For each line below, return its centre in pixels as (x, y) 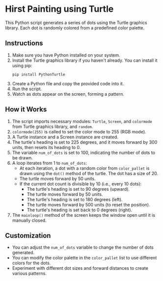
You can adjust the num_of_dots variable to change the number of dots (83, 247)
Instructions (24, 43)
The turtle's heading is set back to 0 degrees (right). (79, 210)
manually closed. (29, 220)
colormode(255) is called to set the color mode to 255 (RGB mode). (79, 131)
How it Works (26, 110)
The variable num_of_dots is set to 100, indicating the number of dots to (84, 153)
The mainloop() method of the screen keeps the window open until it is (84, 215)
